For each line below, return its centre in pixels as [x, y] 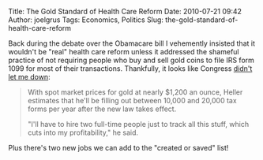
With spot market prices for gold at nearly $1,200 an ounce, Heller [135, 92]
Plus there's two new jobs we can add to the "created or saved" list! [118, 148]
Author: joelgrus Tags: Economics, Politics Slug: [86, 20]
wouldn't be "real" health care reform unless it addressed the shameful [124, 52]
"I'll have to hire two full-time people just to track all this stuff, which [138, 124]
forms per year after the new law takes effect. [102, 109]
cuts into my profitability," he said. [83, 132]
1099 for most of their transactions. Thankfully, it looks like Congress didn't [130, 69]
